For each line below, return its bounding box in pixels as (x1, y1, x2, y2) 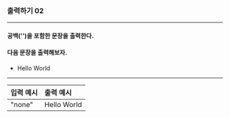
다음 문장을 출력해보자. (7, 48, 68, 57)
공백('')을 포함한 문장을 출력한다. (7, 31, 94, 40)
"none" (10, 100, 34, 110)
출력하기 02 (7, 5, 44, 15)
